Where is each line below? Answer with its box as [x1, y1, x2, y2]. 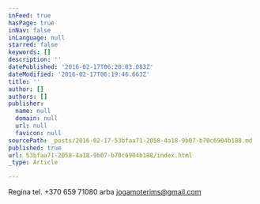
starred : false [8, 41, 58, 49]
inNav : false [8, 26, 51, 34]
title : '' [8, 77, 41, 85]
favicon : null [15, 129, 62, 137]
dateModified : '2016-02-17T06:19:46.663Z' [8, 70, 150, 78]
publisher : [8, 100, 44, 108]
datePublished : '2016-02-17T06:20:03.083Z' [8, 63, 154, 71]
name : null [15, 108, 51, 115]
